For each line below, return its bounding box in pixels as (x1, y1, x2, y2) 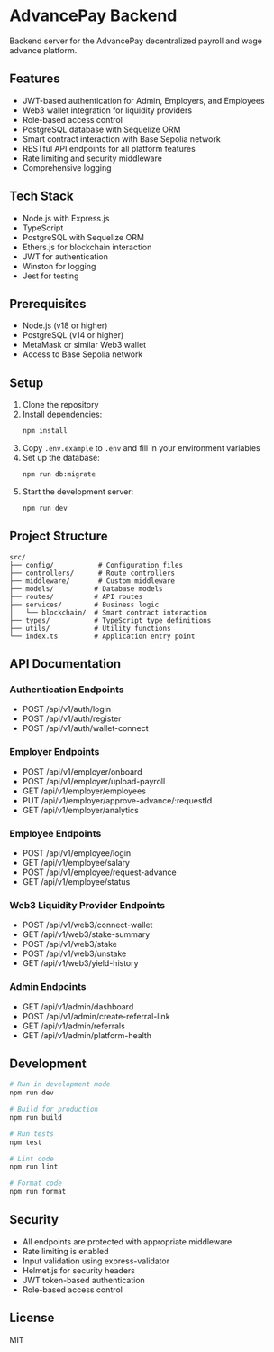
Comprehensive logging (22, 162, 112, 173)
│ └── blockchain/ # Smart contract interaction (9, 607, 207, 617)
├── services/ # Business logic (9, 600, 160, 609)
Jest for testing (22, 270, 79, 281)
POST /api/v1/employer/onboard (22, 765, 142, 777)
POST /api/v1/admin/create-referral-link (22, 1010, 170, 1021)
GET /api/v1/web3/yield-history (22, 958, 139, 969)
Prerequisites (9, 296, 87, 312)
